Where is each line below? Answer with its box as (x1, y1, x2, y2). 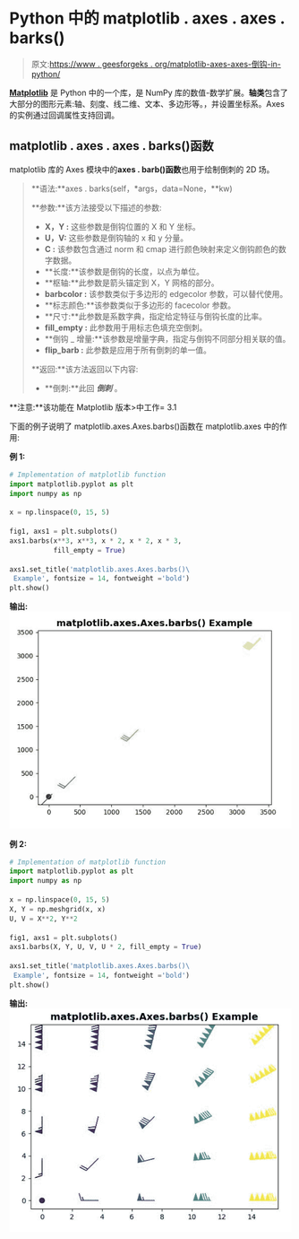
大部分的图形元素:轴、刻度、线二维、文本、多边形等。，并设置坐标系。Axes (9, 98, 285, 109)
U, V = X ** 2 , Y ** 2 (9, 914, 78, 923)
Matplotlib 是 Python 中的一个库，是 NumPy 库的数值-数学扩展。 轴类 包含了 (9, 87, 288, 98)
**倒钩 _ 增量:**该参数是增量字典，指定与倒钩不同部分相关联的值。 (44, 333, 291, 344)
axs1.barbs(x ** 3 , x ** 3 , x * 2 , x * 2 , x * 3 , (9, 536, 183, 545)
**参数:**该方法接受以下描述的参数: (30, 202, 162, 213)
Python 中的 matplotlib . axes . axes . (9, 8, 285, 29)
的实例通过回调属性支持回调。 (9, 109, 119, 120)
